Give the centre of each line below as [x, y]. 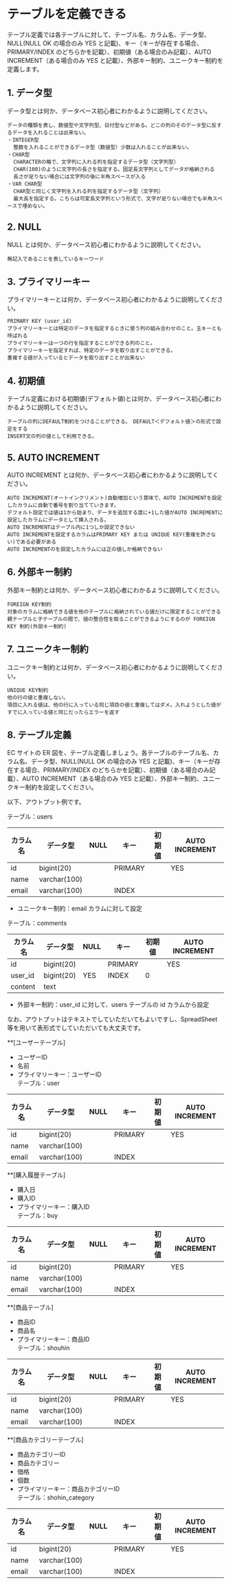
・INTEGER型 [23, 140]
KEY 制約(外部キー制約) [37, 626]
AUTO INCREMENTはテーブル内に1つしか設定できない [71, 527]
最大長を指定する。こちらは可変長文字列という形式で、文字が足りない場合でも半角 [113, 198]
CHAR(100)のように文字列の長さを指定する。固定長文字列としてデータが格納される [114, 169]
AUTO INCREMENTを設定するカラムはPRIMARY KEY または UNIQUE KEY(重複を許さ [109, 535]
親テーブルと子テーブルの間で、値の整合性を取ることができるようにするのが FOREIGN [111, 619]
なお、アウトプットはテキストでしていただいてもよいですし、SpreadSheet [112, 1019]
